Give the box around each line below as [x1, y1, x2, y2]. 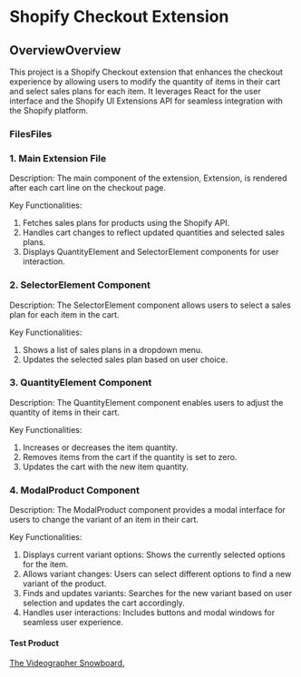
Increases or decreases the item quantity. [22, 442, 179, 453]
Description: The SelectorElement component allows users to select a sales [9, 299, 292, 310]
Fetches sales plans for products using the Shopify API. [22, 218, 230, 229]
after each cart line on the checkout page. [9, 182, 166, 193]
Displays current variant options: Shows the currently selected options [22, 549, 286, 560]
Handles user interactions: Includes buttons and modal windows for [22, 607, 275, 618]
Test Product [9, 637, 59, 648]
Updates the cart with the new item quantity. [22, 461, 189, 472]
